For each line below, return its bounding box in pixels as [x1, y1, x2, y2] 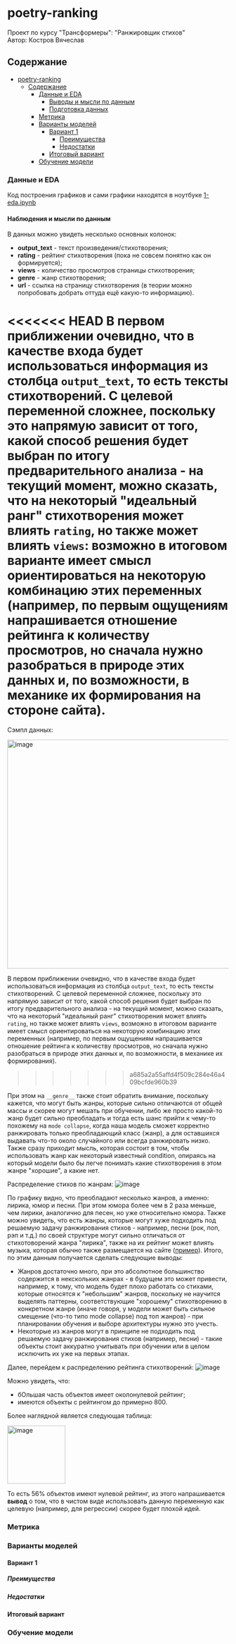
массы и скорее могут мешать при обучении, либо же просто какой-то [7, 1107, 223, 1115]
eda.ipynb [7, 199, 37, 207]
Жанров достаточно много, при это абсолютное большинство [17, 1267, 205, 1276]
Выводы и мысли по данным [48, 97, 135, 106]
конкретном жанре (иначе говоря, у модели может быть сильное [17, 1304, 216, 1313]
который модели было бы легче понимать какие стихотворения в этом [7, 1159, 222, 1167]
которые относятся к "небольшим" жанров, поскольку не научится [17, 1290, 221, 1298]
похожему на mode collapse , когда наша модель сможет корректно [7, 1121, 209, 1130]
